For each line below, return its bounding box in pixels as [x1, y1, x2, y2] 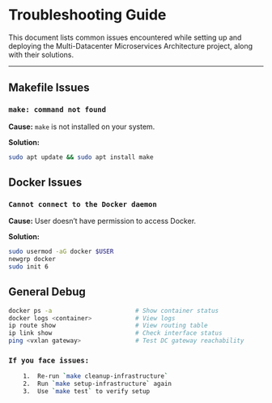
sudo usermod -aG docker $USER [8, 247, 114, 256]
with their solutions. [8, 49, 74, 59]
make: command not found [8, 105, 107, 114]
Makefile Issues [8, 81, 91, 95]
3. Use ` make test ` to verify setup [23, 388, 151, 396]
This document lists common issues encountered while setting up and [8, 32, 242, 42]
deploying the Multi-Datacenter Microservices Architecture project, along [8, 41, 253, 50]
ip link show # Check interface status [8, 329, 223, 337]
